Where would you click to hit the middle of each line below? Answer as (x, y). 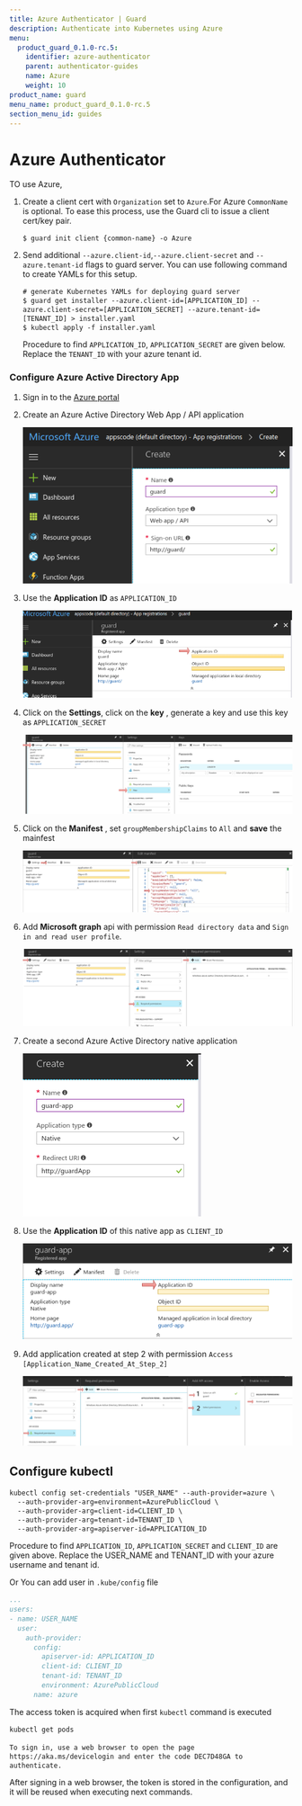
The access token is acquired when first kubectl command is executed (141, 1712)
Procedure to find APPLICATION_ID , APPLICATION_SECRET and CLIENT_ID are (144, 1546)
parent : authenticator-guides (82, 67)
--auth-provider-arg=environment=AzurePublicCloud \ (118, 1502)
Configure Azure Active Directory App (94, 378)
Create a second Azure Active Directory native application (130, 1041)
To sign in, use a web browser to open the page (102, 1748)
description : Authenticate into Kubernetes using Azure (116, 28)
